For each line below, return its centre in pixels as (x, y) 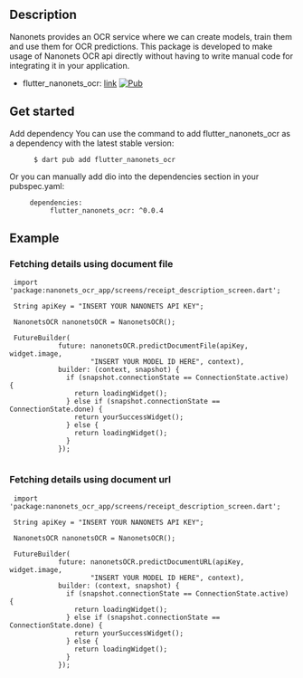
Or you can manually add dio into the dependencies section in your (134, 177)
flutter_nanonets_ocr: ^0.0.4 (107, 210)
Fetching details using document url (90, 480)
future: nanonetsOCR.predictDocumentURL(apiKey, (151, 562)
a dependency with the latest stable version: (92, 143)
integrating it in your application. (70, 65)
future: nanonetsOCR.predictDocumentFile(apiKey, (153, 346)
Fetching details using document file (91, 263)
